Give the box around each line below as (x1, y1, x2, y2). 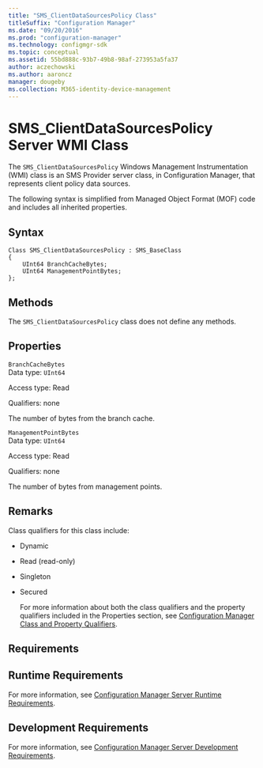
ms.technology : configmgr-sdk (8, 41, 108, 49)
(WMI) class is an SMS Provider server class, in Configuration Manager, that (8, 171, 255, 180)
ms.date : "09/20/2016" (8, 26, 83, 34)
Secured (19, 587, 47, 596)
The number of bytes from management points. (8, 482, 163, 491)
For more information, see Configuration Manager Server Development (8, 742, 239, 751)
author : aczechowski (8, 63, 77, 71)
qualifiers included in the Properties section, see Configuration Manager (19, 611, 255, 620)
